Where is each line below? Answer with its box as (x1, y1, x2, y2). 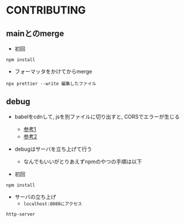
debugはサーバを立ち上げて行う (14, 145, 92, 152)
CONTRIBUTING (6, 4, 86, 17)
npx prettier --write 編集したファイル (6, 81, 97, 86)
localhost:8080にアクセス (23, 201, 82, 207)
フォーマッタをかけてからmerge (14, 68, 93, 75)
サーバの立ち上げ (14, 193, 56, 200)
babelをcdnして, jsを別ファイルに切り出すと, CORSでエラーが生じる (14, 113, 180, 120)
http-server (6, 211, 35, 217)
